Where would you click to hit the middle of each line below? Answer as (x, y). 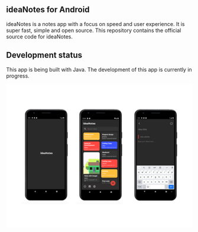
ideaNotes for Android (48, 10)
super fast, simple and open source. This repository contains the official (94, 30)
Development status (44, 55)
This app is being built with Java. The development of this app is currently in (99, 69)
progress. (18, 76)
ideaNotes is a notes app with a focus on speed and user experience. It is (95, 24)
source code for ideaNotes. (39, 36)
